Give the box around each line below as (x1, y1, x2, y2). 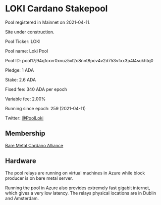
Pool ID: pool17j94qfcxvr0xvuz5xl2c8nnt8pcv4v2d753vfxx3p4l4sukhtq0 (5, 57, 154, 63)
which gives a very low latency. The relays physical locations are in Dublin (5, 190, 157, 196)
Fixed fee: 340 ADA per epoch (5, 86, 67, 92)
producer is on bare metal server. (5, 175, 73, 181)
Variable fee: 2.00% (5, 96, 46, 102)
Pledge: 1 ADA (5, 67, 34, 73)
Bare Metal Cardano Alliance (5, 142, 63, 148)
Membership (5, 129, 46, 138)
